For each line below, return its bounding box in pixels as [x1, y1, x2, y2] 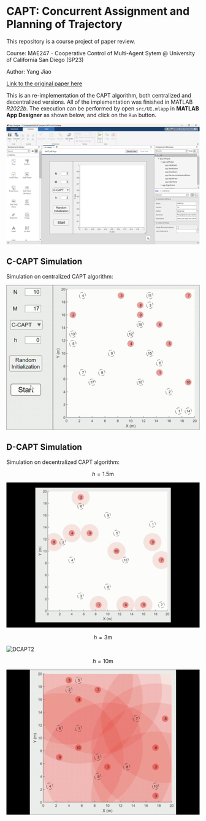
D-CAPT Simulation [6, 442, 83, 452]
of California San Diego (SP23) [6, 56, 84, 63]
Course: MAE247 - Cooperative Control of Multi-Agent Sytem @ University [6, 49, 195, 56]
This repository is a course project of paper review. [6, 37, 135, 45]
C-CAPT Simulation [6, 256, 83, 267]
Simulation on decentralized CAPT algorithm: [6, 458, 120, 466]
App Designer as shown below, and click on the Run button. [6, 111, 156, 118]
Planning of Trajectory [6, 17, 123, 31]
